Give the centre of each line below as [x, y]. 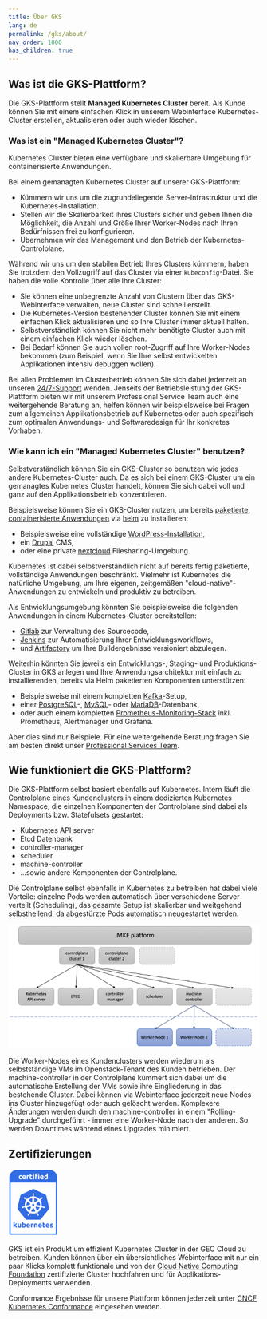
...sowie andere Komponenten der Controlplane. [98, 873]
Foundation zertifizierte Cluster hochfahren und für [92, 1274]
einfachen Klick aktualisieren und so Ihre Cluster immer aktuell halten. [134, 322]
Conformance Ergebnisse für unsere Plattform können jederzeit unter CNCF [133, 1298]
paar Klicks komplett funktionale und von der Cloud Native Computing [123, 1266]
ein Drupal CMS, [47, 542]
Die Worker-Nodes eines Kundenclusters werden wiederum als [112, 1061]
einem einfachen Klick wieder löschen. [83, 339]
